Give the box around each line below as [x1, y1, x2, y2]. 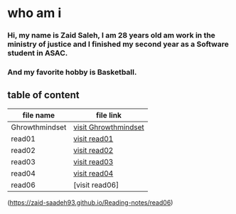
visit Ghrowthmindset [73, 122, 144, 132]
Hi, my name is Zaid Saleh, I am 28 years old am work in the [7, 31, 215, 41]
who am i [7, 5, 62, 21]
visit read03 [73, 156, 114, 166]
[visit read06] [73, 180, 119, 190]
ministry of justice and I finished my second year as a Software [7, 39, 229, 49]
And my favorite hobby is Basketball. [7, 68, 137, 77]
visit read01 [73, 134, 114, 144]
